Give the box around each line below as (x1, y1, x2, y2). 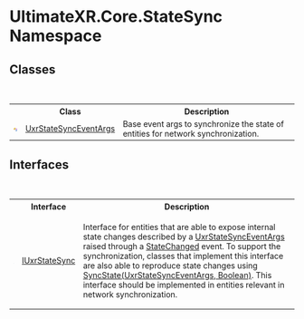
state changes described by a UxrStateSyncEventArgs (82, 231, 285, 242)
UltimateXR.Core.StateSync (9, 6, 223, 27)
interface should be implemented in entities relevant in (82, 279, 285, 290)
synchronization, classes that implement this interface (82, 250, 284, 261)
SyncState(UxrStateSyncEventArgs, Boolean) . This (82, 269, 272, 280)
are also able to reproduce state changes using (82, 260, 258, 271)
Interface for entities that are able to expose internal (82, 221, 276, 232)
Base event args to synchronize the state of (122, 118, 285, 129)
